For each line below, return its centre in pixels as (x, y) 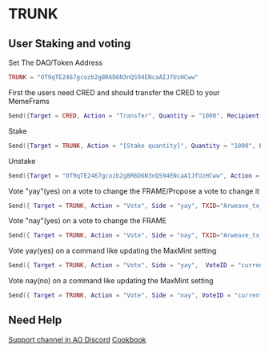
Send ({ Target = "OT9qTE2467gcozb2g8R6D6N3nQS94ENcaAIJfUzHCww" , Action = (134, 176)
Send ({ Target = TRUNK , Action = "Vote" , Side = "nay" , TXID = (114, 236)
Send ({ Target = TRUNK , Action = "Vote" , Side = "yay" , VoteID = (121, 266)
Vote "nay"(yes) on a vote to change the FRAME (87, 221)
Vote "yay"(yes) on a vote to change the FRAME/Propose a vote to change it (134, 191)
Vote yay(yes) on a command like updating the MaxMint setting (112, 251)
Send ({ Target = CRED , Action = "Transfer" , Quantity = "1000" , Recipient (134, 116)
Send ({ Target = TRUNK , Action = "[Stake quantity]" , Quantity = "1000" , (132, 146)
